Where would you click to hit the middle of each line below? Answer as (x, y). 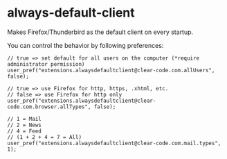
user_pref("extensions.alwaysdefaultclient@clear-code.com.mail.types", (114, 143)
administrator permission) (46, 64)
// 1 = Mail (24, 119)
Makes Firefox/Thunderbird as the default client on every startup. (100, 32)
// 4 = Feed (24, 131)
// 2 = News (24, 125)
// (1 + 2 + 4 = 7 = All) (44, 137)
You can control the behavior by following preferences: (85, 45)
